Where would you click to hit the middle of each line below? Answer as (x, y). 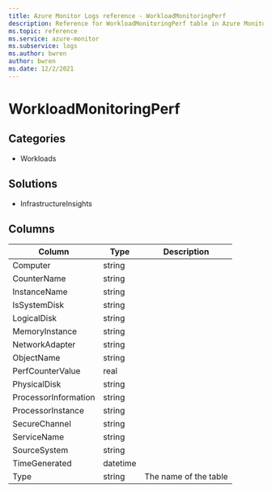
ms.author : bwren (38, 54)
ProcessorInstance (49, 411)
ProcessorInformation (54, 397)
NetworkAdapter (44, 344)
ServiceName (38, 437)
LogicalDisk (35, 318)
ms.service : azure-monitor (54, 39)
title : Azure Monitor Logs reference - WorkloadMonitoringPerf (117, 16)
